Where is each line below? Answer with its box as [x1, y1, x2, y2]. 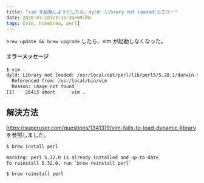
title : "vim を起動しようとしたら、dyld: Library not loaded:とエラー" [6, 9, 178, 15]
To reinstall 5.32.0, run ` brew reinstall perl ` [6, 160, 132, 166]
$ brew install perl [6, 143, 59, 150]
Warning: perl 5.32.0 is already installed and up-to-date [6, 154, 159, 161]
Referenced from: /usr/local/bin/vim [12, 78, 107, 84]
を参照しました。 [6, 131, 49, 139]
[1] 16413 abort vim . [6, 89, 86, 95]
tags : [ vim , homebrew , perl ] [6, 20, 80, 26]
